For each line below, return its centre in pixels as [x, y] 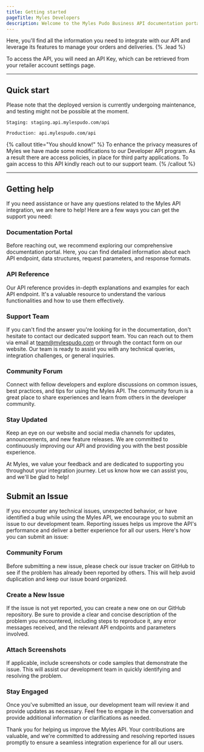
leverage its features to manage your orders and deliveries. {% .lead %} [96, 47]
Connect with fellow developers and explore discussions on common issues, [102, 385]
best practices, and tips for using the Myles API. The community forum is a [100, 391]
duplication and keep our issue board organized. [67, 579]
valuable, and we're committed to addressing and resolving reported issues [101, 736]
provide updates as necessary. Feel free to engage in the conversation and [100, 711]
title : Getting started [36, 12]
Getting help [30, 189]
